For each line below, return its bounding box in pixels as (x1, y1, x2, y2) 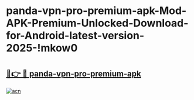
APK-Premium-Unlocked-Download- (6, 16, 189, 30)
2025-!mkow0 (6, 42, 78, 55)
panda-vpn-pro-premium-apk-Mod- (6, 4, 187, 18)
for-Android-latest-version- (6, 29, 145, 42)
